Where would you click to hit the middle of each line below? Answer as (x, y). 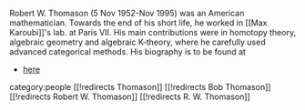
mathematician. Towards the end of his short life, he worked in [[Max (138, 23)
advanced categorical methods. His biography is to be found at (127, 52)
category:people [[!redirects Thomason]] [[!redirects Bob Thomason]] (140, 87)
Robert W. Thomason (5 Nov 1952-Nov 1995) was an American (127, 13)
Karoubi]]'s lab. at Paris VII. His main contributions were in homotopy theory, (153, 32)
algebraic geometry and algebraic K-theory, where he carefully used (137, 42)
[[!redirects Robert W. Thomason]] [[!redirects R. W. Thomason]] (130, 96)
